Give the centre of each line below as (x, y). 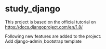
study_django (33, 9)
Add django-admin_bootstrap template (43, 41)
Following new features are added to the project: (53, 36)
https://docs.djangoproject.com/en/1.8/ (44, 27)
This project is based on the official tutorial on (51, 22)
